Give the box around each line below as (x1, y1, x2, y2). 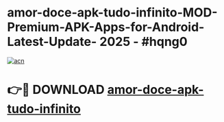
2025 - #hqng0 (99, 34, 188, 49)
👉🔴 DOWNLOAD (7, 82, 105, 97)
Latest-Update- (7, 34, 97, 49)
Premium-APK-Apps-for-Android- (7, 19, 205, 35)
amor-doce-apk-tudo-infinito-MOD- (7, 5, 218, 21)
